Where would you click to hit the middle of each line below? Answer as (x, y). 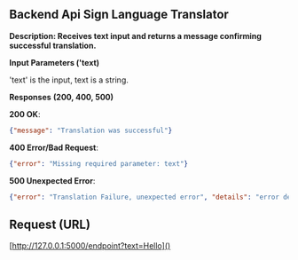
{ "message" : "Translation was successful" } (91, 130)
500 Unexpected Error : (52, 180)
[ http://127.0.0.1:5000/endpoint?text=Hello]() (90, 246)
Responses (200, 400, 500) (61, 97)
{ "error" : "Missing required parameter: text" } (99, 163)
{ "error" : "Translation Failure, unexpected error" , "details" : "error (144, 197)
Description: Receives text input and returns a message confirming (135, 35)
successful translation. (53, 45)
